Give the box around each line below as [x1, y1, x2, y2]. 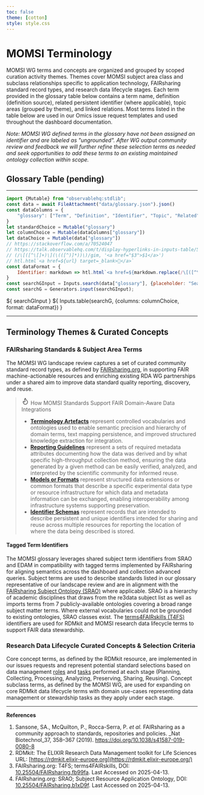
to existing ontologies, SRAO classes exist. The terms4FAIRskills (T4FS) [6, 613, 185, 620]
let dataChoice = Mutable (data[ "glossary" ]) [6, 235, 121, 241]
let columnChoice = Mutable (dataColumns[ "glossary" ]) [6, 230, 146, 236]
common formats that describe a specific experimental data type [30, 482, 193, 489]
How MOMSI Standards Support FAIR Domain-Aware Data [30, 399, 175, 406]
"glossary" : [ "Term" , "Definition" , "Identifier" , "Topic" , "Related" [17, 213, 200, 219]
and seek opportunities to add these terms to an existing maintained [6, 150, 178, 157]
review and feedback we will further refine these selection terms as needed [6, 143, 195, 150]
